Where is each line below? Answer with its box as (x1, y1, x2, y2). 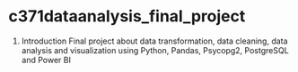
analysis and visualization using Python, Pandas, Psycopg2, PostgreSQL (21, 44, 289, 55)
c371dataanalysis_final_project (8, 6, 246, 27)
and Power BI (21, 54, 71, 65)
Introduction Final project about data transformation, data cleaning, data (21, 36, 288, 46)
